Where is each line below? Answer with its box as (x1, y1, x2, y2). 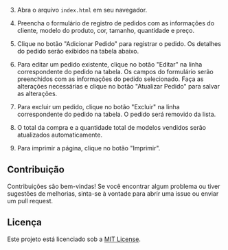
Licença (7, 216, 43, 229)
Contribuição (7, 164, 65, 176)
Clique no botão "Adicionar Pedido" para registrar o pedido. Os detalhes (16, 40, 222, 47)
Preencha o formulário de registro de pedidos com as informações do (16, 19, 215, 27)
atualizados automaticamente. (16, 130, 103, 139)
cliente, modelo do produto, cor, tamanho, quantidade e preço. (16, 27, 194, 34)
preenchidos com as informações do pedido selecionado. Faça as (16, 75, 204, 83)
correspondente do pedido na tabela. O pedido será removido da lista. (16, 110, 216, 118)
